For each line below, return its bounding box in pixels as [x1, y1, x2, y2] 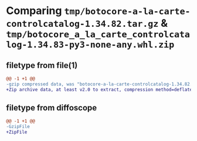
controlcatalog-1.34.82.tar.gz [6, 19, 159, 30]
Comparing [6, 4, 62, 18]
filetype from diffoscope [6, 103, 97, 113]
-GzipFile [6, 124, 30, 130]
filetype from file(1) [6, 60, 78, 70]
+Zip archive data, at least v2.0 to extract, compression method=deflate [6, 87, 193, 92]
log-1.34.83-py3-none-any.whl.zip [6, 39, 175, 50]
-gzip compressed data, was [6, 81, 75, 87]
